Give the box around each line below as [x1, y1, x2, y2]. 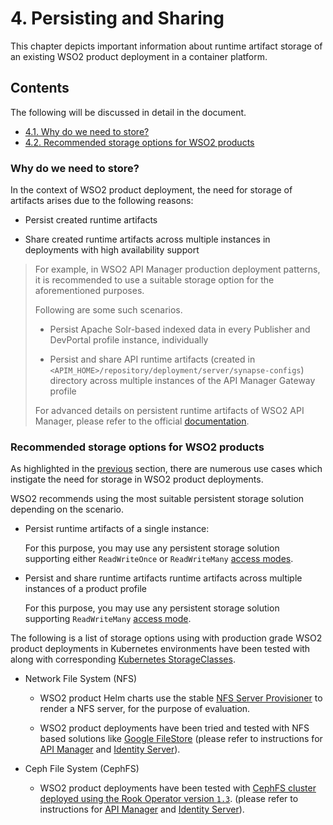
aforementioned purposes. [34, 285, 145, 297]
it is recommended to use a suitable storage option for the [34, 274, 275, 286]
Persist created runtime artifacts [24, 214, 158, 226]
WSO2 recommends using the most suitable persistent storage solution [10, 493, 305, 505]
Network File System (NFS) [24, 673, 138, 685]
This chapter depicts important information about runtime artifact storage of [10, 40, 323, 52]
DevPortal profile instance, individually [49, 334, 209, 346]
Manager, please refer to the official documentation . [34, 415, 250, 427]
